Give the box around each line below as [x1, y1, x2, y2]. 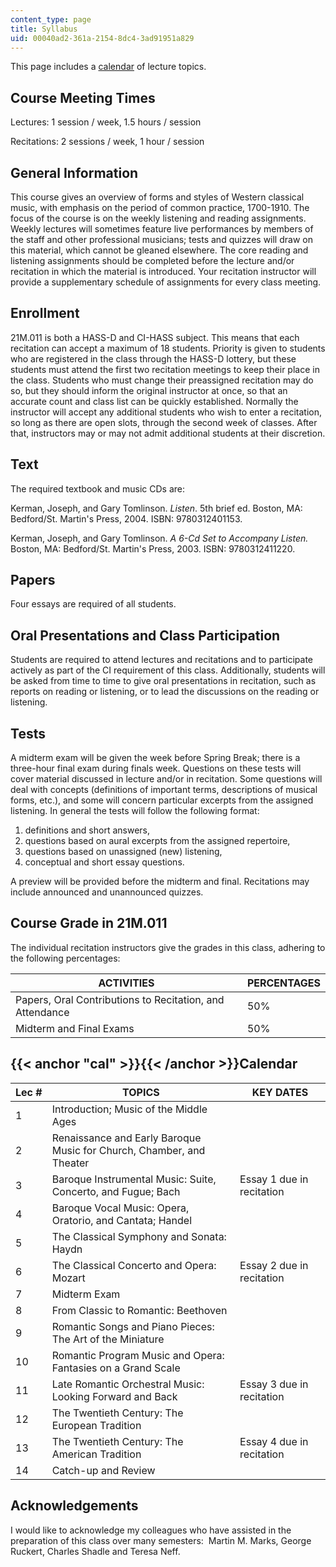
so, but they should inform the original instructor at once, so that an [10, 384, 288, 396]
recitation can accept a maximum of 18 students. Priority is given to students [10, 342, 326, 354]
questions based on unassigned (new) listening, [24, 846, 223, 858]
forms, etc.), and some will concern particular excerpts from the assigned [10, 794, 314, 806]
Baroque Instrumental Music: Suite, [51, 1172, 217, 1186]
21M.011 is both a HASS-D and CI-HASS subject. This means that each [10, 331, 300, 343]
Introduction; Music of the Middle [51, 1102, 208, 1116]
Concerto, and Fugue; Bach [51, 1184, 181, 1198]
